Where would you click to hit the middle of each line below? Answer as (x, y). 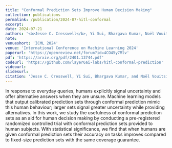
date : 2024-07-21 (24, 29)
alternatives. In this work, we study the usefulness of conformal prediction (84, 112)
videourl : (16, 67)
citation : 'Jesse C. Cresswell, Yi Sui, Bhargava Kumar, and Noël (78, 77)
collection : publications (33, 15)
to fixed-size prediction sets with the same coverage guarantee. (73, 140)
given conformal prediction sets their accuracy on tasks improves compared (86, 134)
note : (11, 39)
